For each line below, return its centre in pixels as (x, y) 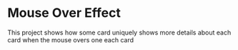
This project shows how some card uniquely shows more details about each (119, 32)
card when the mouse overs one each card (71, 39)
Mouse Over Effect (64, 13)
